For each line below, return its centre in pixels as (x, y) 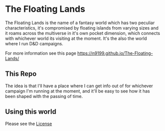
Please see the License (29, 124)
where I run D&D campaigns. (34, 43)
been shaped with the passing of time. (44, 96)
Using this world (31, 112)
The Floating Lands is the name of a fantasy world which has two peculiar (80, 23)
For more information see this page (41, 53)
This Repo (21, 74)
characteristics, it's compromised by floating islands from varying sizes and (82, 28)
